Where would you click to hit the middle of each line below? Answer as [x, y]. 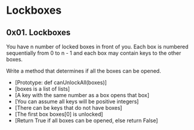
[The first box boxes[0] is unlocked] [59, 114]
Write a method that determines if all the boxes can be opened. [84, 71]
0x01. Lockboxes [38, 32]
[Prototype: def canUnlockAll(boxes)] [61, 82]
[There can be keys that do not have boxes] [68, 108]
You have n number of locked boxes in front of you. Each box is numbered [97, 47]
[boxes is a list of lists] [42, 89]
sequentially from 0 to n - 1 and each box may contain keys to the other [94, 53]
